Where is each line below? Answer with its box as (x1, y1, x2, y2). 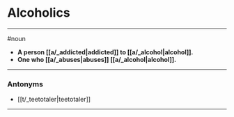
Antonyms (7, 79, 44, 88)
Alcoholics (7, 5, 71, 21)
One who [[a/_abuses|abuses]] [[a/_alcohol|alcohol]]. (17, 55, 176, 63)
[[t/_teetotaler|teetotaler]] (17, 95, 91, 104)
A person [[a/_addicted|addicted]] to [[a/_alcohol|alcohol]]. (17, 47, 194, 56)
